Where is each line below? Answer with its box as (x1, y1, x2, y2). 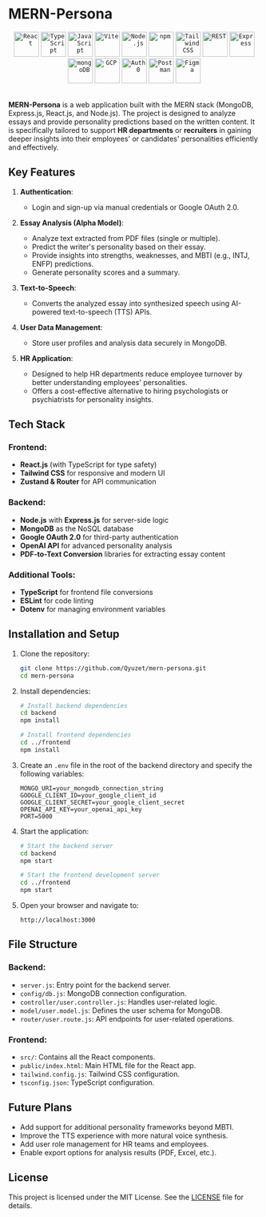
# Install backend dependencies (19, 701, 128, 709)
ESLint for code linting (19, 596, 94, 605)
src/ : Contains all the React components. (19, 1052, 156, 1062)
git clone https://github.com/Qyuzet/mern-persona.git (19, 664, 207, 673)
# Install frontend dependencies (19, 731, 132, 739)
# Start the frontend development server (19, 871, 160, 879)
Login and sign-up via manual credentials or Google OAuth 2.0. (31, 202, 240, 212)
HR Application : (19, 353, 73, 363)
